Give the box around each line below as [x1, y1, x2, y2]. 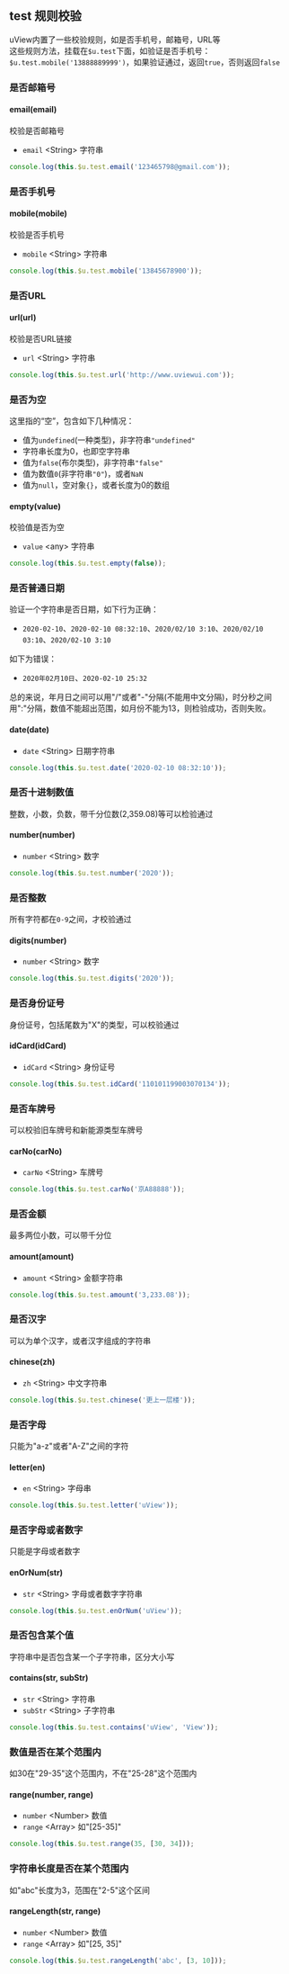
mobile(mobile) [9, 208, 67, 219]
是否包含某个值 [9, 1629, 74, 1642]
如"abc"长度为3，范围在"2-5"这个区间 [9, 1884, 151, 1896]
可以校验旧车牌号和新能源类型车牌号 [9, 1124, 144, 1135]
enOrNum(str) [9, 1567, 64, 1578]
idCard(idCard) [9, 1040, 67, 1051]
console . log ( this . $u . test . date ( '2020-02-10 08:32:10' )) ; [9, 763, 227, 772]
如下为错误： [9, 653, 57, 664]
